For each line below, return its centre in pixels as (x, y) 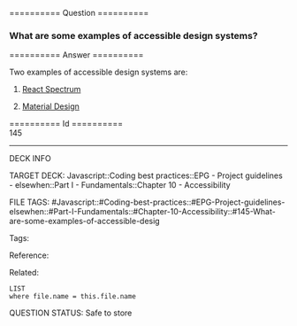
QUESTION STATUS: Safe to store (71, 313)
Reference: (29, 255)
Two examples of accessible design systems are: (99, 72)
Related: (24, 273)
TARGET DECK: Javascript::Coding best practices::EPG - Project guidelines (146, 175)
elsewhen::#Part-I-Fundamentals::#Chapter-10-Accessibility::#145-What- (142, 212)
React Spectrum (51, 89)
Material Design (50, 106)
